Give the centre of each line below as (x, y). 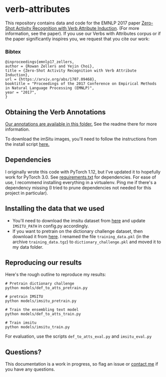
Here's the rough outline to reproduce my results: (56, 275)
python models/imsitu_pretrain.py (41, 301)
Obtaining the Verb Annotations (55, 112)
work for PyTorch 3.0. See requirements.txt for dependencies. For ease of (81, 177)
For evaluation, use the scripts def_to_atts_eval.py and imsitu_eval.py (79, 336)
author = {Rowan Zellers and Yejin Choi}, (50, 66)
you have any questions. (30, 370)
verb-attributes (38, 9)
